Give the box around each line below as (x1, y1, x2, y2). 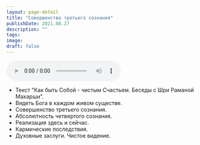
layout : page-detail (6, 9, 59, 15)
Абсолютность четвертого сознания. (15, 112, 113, 120)
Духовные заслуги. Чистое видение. (15, 131, 111, 139)
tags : (6, 32, 20, 38)
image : (6, 37, 23, 44)
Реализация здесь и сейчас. (15, 119, 90, 126)
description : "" (6, 26, 48, 33)
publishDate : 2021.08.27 (6, 20, 70, 26)
